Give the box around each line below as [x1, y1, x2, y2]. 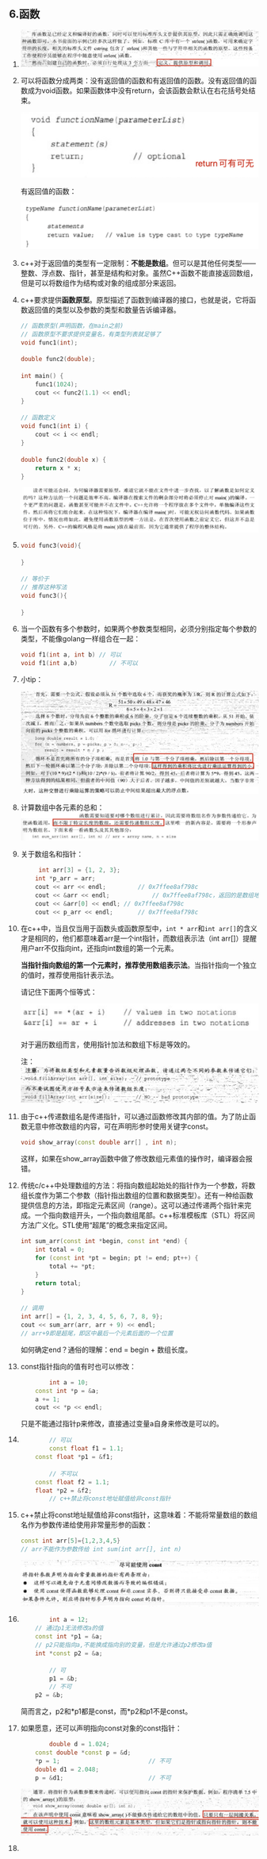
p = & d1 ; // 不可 [35, 1773, 171, 1782]
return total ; [35, 1279, 82, 1287]
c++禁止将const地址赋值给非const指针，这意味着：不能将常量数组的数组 [20, 1511, 258, 1520]
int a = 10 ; [49, 1378, 89, 1387]
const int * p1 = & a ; [35, 1633, 103, 1641]
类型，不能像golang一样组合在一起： [20, 633, 141, 643]
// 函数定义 [20, 414, 55, 422]
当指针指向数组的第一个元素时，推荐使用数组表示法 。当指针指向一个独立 [20, 960, 257, 970]
